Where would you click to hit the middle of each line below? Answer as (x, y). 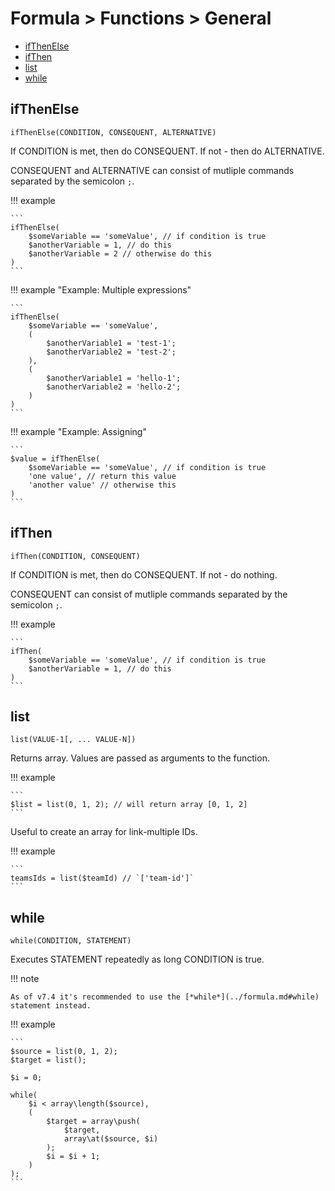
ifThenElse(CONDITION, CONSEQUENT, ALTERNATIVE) (113, 132)
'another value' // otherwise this (102, 485)
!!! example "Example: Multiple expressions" (101, 289)
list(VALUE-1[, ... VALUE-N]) (73, 740)
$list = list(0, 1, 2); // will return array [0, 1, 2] (129, 805)
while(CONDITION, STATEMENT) (71, 941)
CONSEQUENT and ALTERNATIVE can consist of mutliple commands (152, 170)
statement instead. (51, 1006)
